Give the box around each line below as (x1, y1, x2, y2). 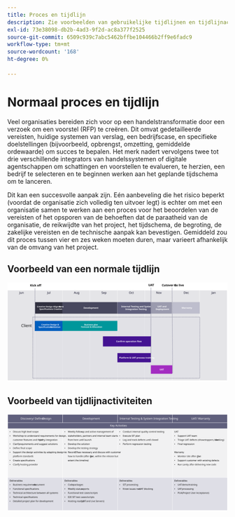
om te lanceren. (7, 177, 52, 185)
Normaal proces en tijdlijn (7, 94, 159, 110)
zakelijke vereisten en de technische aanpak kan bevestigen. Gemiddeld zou (7, 228, 227, 236)
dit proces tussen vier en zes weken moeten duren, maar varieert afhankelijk (7, 235, 228, 243)
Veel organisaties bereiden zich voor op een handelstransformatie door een (7, 117, 225, 126)
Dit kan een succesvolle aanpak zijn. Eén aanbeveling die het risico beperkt (7, 190, 225, 199)
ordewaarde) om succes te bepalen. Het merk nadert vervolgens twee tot (7, 147, 219, 156)
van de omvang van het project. (7, 243, 99, 251)
